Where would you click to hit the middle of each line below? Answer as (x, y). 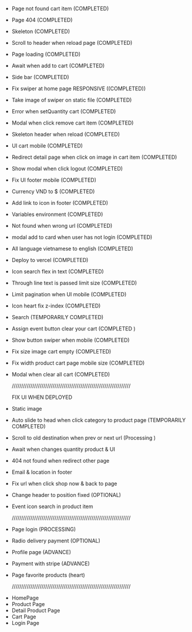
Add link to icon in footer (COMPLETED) (60, 203)
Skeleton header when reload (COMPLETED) (66, 134)
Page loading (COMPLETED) (46, 54)
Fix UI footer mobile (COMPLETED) (54, 180)
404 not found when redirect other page (60, 461)
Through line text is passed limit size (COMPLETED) (74, 283)
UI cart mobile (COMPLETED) (47, 146)
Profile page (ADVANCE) (41, 552)
